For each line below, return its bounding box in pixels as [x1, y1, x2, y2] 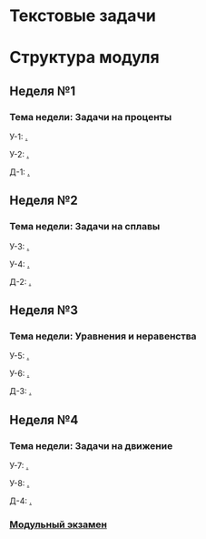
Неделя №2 [9, 193, 79, 208]
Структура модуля [9, 47, 161, 68]
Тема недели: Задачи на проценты [9, 110, 172, 123]
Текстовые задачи [9, 5, 156, 26]
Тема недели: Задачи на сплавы [9, 220, 161, 233]
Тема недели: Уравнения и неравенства [9, 330, 197, 342]
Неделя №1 [9, 83, 76, 98]
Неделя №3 [9, 302, 79, 319]
